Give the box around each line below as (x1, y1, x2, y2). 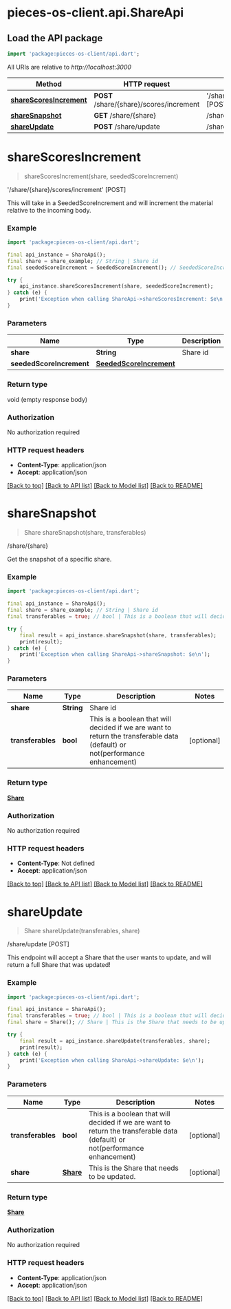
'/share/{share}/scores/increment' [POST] (7, 185, 126, 193)
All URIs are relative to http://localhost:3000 (7, 63, 132, 71)
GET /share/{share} (93, 110, 157, 120)
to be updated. (88, 1171, 136, 1181)
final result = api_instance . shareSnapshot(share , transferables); (19, 632, 217, 639)
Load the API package (7, 32, 103, 44)
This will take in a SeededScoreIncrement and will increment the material (7, 198, 213, 207)
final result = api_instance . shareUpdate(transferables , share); (19, 1037, 211, 1044)
